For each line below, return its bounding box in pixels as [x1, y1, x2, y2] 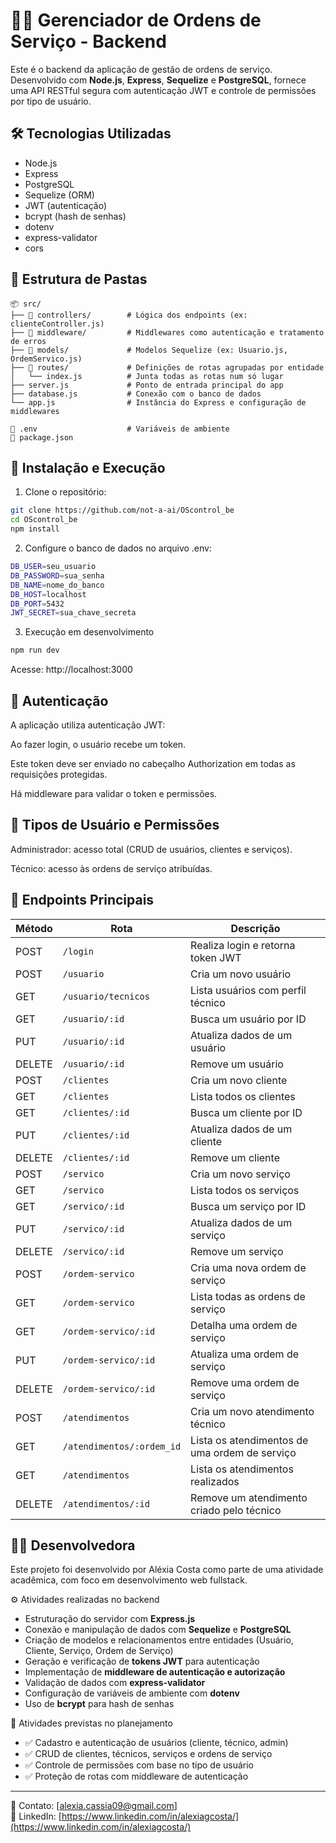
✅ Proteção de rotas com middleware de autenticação [24, 1770, 249, 1783]
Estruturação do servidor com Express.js [24, 1613, 196, 1625]
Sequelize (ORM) [24, 189, 95, 201]
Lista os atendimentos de [190, 1433, 309, 1447]
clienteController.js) [10, 319, 105, 329]
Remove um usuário [190, 1057, 284, 1071]
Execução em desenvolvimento [24, 626, 155, 638]
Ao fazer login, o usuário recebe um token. [10, 738, 187, 750]
